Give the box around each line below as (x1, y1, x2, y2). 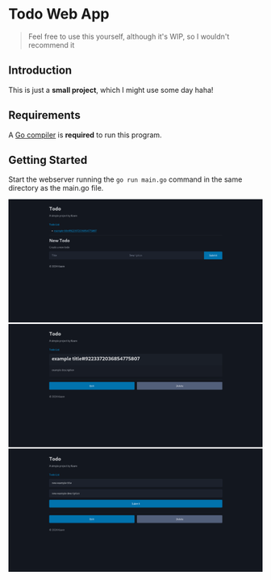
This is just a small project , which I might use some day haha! (8, 85, 214, 95)
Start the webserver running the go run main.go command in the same (8, 174, 243, 184)
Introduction (8, 64, 73, 78)
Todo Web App (8, 5, 110, 23)
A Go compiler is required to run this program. (8, 130, 163, 140)
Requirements (8, 108, 81, 122)
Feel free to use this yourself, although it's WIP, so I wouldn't (27, 32, 230, 41)
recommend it (27, 40, 75, 49)
